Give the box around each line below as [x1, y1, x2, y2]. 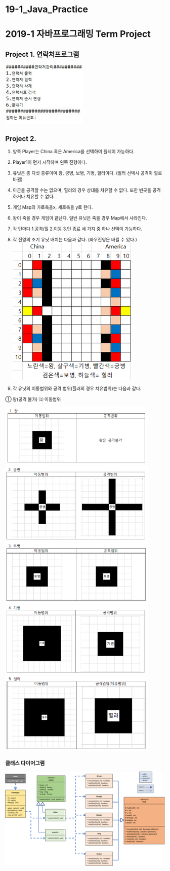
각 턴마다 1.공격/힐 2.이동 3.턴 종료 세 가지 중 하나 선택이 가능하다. [12, 226, 143, 232]
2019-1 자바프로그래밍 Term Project [5, 28, 151, 40]
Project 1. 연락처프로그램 [5, 50, 79, 59]
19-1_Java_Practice [5, 4, 89, 15]
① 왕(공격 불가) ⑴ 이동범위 [5, 396, 61, 402]
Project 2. [5, 134, 36, 143]
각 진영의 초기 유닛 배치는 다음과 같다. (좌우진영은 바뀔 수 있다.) [12, 237, 138, 242]
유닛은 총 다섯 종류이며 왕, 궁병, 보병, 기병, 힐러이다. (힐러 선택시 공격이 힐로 [12, 170, 162, 176]
